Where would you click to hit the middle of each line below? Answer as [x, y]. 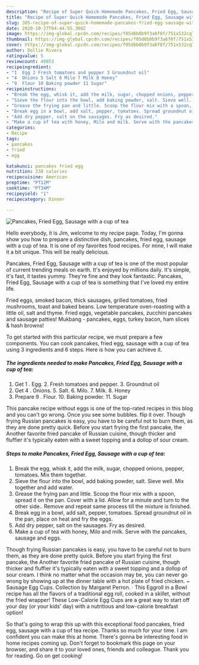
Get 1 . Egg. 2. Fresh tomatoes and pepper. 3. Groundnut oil [87, 384]
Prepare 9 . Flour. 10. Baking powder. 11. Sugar [71, 397]
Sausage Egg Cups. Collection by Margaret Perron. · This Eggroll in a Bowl [97, 587]
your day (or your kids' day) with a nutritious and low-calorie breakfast [92, 606]
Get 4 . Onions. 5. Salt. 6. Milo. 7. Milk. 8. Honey [73, 390]
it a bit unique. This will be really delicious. [58, 252]
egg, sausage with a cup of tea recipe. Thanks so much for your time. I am [97, 631]
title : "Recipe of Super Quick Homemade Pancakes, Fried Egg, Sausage [95, 17]
